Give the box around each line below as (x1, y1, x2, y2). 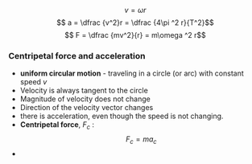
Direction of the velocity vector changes (19, 103, 154, 113)
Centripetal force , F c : (19, 120, 95, 132)
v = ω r (124, 6, 147, 14)
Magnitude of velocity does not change (19, 94, 151, 104)
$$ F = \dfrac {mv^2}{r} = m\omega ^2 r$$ (64, 31, 207, 39)
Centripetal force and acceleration (8, 50, 146, 61)
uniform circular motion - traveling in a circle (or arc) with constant (19, 68, 244, 78)
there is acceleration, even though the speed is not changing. (19, 111, 224, 121)
